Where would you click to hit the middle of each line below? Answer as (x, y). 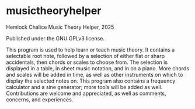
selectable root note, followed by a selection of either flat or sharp (86, 56)
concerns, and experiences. (40, 99)
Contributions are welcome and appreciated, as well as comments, (86, 93)
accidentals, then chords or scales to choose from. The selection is (87, 62)
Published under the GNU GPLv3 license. (55, 38)
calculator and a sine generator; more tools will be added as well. (84, 87)
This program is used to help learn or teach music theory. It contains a (90, 50)
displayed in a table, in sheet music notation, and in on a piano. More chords (98, 68)
